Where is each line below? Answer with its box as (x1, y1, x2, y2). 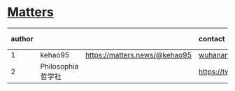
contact (198, 34, 225, 43)
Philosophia (40, 61, 79, 71)
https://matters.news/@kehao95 (85, 50, 192, 59)
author (10, 34, 34, 43)
